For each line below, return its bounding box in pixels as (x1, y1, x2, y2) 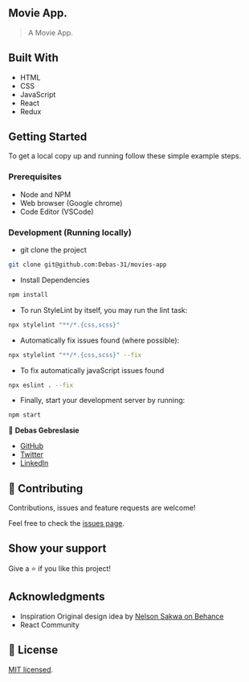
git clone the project (19, 245, 87, 255)
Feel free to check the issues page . (8, 519, 124, 528)
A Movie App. (27, 27, 74, 37)
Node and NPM (19, 189, 71, 199)
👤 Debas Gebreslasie (8, 425, 80, 435)
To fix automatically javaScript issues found (19, 365, 165, 375)
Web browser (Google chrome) (19, 198, 123, 207)
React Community (19, 619, 80, 630)
